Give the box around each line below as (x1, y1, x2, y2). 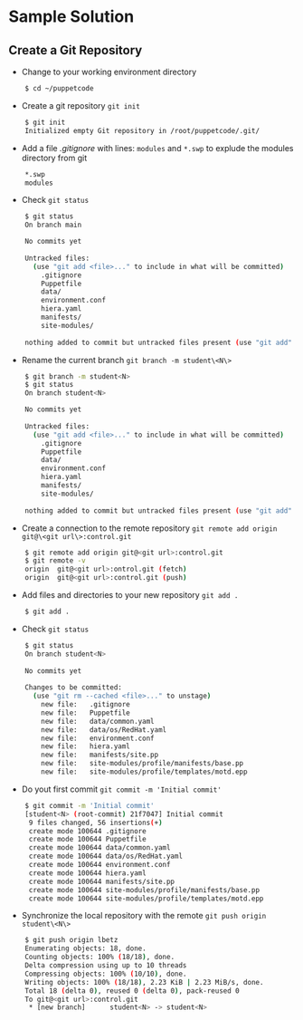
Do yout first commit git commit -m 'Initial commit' (21, 784, 223, 794)
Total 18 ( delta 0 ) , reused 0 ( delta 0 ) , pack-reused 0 (24, 986, 241, 996)
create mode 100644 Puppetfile (28, 835, 147, 844)
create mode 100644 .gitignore (28, 826, 147, 835)
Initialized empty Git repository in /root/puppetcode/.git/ (24, 126, 260, 135)
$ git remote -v (24, 556, 87, 565)
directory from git (21, 152, 88, 163)
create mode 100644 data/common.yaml (28, 843, 171, 852)
